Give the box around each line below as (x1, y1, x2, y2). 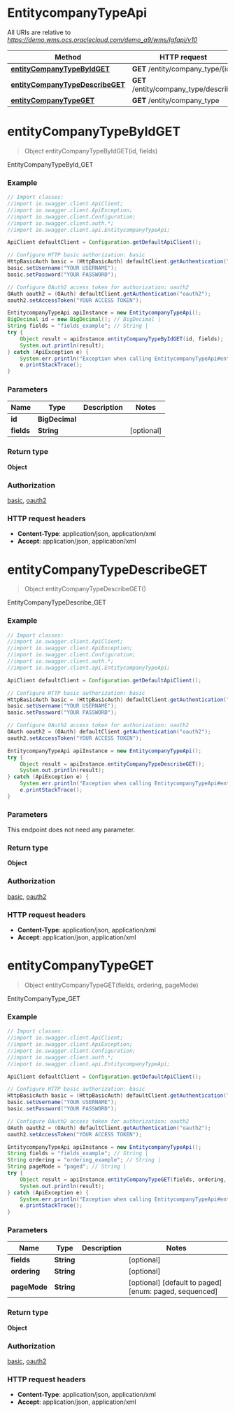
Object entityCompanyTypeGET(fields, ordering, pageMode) (24, 981, 199, 989)
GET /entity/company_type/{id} (131, 64, 234, 74)
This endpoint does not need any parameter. (7, 825, 135, 834)
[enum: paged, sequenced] (128, 1287, 218, 1297)
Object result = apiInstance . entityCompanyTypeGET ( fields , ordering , (20, 1176, 227, 1183)
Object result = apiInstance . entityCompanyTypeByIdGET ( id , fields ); (20, 335, 224, 343)
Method (55, 52, 82, 62)
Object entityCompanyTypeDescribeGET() (24, 585, 147, 593)
